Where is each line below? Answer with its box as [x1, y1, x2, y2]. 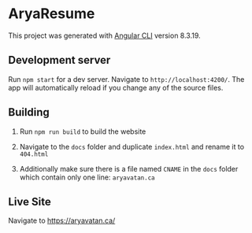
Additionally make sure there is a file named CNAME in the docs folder [19, 164, 239, 173]
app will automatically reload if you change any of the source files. [8, 83, 224, 92]
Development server [8, 54, 111, 67]
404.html [19, 150, 49, 158]
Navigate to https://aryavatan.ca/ [8, 216, 116, 225]
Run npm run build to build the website [19, 127, 146, 136]
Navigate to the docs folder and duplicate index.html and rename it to [19, 142, 245, 151]
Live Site [8, 194, 51, 209]
